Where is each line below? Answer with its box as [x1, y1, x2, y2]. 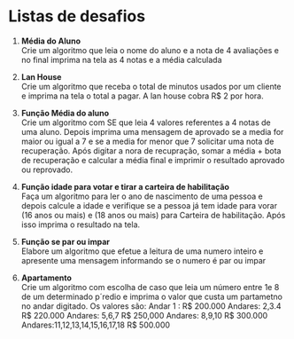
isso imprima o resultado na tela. [20, 219, 141, 230]
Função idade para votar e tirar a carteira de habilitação [20, 181, 229, 192]
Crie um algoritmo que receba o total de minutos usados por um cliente [20, 81, 282, 91]
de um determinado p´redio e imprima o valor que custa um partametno [20, 291, 283, 302]
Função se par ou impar [20, 236, 110, 247]
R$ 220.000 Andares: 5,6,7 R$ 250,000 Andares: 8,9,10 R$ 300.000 [20, 310, 268, 320]
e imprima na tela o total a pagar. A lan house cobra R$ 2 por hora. [20, 91, 264, 101]
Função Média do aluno [20, 107, 110, 118]
